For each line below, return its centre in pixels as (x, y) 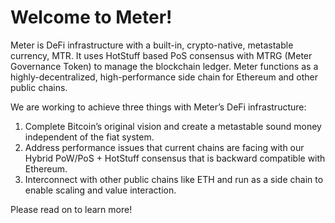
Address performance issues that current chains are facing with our (164, 147)
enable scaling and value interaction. (100, 190)
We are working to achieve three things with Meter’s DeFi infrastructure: (158, 107)
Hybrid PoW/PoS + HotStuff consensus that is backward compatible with (175, 158)
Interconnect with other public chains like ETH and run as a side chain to (174, 179)
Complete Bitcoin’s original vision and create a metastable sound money (173, 126)
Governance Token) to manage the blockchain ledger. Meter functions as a (164, 66)
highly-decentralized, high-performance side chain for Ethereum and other (164, 77)
